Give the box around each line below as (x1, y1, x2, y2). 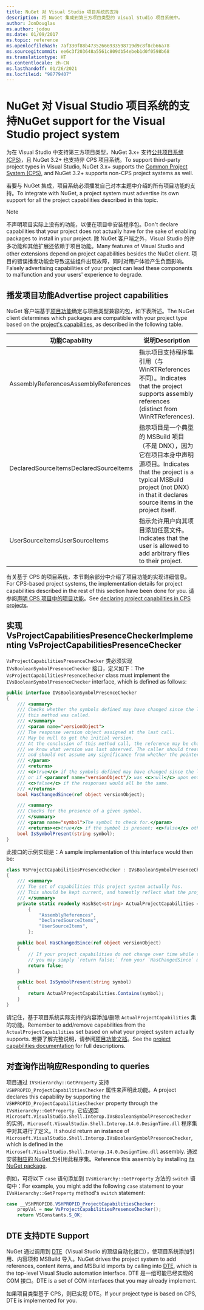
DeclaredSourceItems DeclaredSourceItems (9, 464, 134, 472)
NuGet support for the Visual (17, 114, 166, 128)
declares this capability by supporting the (6, 1093, 110, 1100)
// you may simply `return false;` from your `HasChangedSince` (28, 957, 194, 963)
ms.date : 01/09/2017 (6, 32, 59, 38)
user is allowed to (138, 542, 189, 550)
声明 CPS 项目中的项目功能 (17, 595, 84, 602)
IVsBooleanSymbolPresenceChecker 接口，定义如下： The (6, 664, 144, 672)
